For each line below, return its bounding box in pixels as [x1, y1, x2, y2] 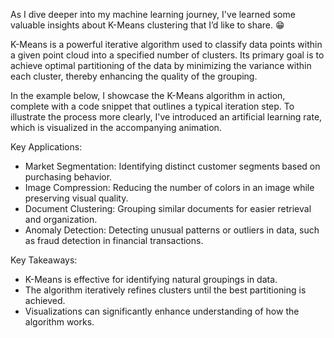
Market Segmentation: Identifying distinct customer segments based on [24, 160, 321, 172]
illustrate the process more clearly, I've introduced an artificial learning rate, [10, 111, 323, 123]
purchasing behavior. [24, 171, 113, 183]
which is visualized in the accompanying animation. [10, 122, 222, 133]
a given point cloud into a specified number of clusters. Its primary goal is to [10, 49, 325, 61]
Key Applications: [10, 141, 83, 153]
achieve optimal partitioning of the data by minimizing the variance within [10, 60, 312, 71]
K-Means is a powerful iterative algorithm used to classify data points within [10, 39, 323, 50]
